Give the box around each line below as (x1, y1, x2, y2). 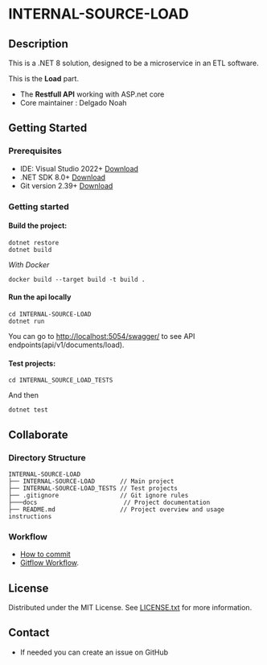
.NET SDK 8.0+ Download (19, 172, 106, 182)
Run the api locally (8, 292, 72, 302)
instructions (8, 512, 52, 520)
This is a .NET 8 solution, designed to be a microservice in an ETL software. (8, 58, 259, 68)
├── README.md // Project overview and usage (8, 505, 225, 514)
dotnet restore (8, 238, 60, 246)
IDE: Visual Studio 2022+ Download (19, 163, 139, 173)
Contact (8, 626, 50, 640)
